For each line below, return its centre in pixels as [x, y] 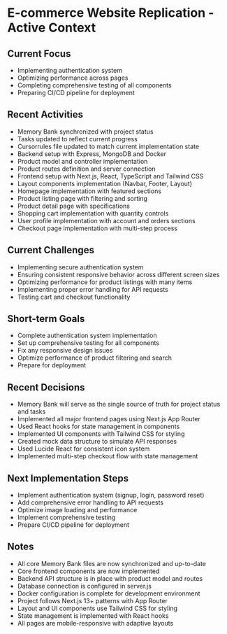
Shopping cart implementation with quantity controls [93, 213]
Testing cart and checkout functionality [74, 297]
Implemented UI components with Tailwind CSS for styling [101, 434]
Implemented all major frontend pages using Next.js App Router [109, 419]
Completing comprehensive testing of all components [95, 85]
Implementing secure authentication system [80, 267]
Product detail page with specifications [74, 206]
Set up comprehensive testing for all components [88, 343]
